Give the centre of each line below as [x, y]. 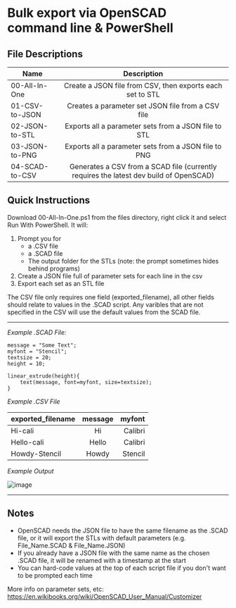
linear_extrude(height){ [44, 376]
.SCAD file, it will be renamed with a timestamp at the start [101, 560]
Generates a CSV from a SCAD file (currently [143, 167]
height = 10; [26, 364]
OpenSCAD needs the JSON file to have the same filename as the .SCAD [123, 531]
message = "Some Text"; [42, 345]
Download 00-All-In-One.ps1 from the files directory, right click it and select [117, 217]
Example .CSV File [34, 401]
